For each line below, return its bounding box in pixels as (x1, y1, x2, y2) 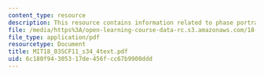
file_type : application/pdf (8, 33, 101, 41)
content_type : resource (8, 11, 86, 20)
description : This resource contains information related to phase (8, 19, 234, 27)
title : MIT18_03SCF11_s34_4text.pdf (8, 48, 128, 55)
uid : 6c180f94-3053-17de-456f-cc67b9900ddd (8, 55, 153, 63)
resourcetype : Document (8, 41, 86, 48)
